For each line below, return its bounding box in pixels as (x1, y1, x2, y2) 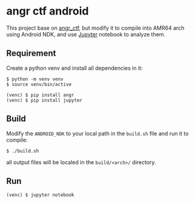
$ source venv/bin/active (6, 81, 71, 87)
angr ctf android (6, 4, 89, 18)
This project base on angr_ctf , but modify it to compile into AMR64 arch (6, 24, 185, 31)
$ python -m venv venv (6, 76, 64, 82)
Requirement (6, 48, 56, 59)
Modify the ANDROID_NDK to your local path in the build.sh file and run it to (6, 130, 189, 137)
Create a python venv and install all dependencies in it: (6, 64, 143, 71)
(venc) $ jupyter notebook (6, 192, 74, 198)
